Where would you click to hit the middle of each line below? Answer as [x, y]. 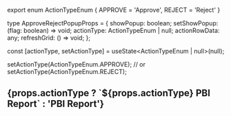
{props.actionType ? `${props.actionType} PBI [109, 93]
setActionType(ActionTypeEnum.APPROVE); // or [77, 64]
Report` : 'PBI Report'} [56, 104]
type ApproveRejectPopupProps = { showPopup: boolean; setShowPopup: [113, 23]
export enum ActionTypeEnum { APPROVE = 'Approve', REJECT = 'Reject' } [114, 10]
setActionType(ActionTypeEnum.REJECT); [67, 72]
